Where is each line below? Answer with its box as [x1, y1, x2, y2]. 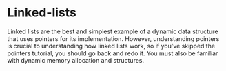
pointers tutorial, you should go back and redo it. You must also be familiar [7, 49, 218, 57]
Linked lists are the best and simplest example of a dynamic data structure [7, 27, 218, 35]
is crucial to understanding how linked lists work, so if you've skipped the [7, 42, 216, 50]
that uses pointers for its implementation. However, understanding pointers [7, 34, 220, 42]
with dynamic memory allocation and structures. [7, 56, 145, 64]
